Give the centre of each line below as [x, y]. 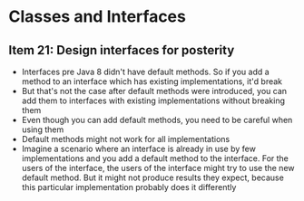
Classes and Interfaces [98, 17]
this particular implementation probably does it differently [129, 187]
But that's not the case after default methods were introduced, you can [154, 91]
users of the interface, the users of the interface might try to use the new [158, 168]
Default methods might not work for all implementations [126, 139]
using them [43, 129]
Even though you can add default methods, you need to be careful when [157, 120]
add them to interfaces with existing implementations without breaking [153, 100]
